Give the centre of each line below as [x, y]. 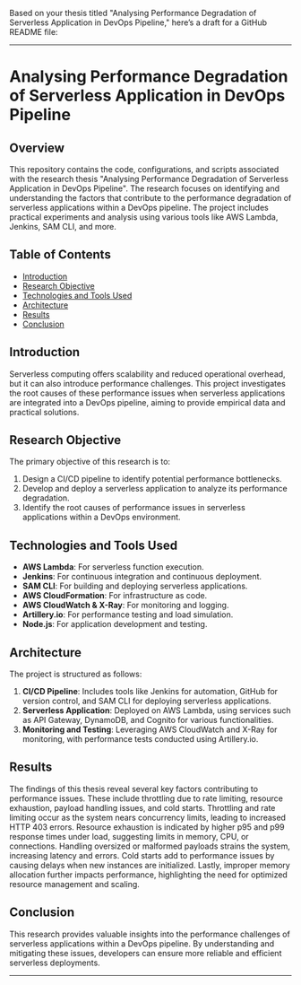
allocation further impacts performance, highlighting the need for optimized [149, 875]
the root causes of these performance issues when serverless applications [147, 393]
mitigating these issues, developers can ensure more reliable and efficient [146, 953]
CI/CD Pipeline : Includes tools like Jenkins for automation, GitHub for [150, 692]
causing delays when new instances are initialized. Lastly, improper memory [150, 865]
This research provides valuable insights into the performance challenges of [150, 934]
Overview [37, 148]
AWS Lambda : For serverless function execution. [113, 567]
